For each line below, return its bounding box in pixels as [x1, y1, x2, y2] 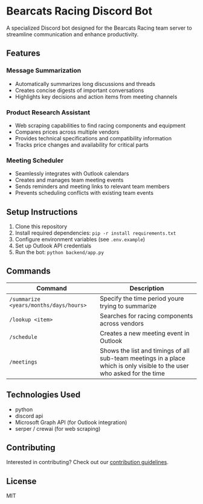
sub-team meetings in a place [99, 354, 185, 362]
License [6, 476, 37, 486]
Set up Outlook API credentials [14, 242, 92, 249]
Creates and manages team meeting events [14, 177, 124, 184]
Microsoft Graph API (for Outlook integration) [14, 419, 127, 426]
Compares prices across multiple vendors [14, 128, 120, 136]
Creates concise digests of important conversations [14, 87, 144, 94]
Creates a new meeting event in [99, 329, 190, 337]
